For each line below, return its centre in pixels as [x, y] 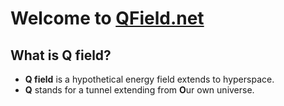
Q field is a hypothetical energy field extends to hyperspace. [149, 79]
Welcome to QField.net [107, 18]
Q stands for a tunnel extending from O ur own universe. [139, 90]
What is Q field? [61, 55]
